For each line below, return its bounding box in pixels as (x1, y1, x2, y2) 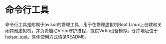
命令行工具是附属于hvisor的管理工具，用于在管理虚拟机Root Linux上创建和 (5, 22, 158, 27)
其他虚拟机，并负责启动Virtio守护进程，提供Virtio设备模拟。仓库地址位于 (9, 27, 158, 33)
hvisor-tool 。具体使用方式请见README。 (5, 34, 90, 40)
